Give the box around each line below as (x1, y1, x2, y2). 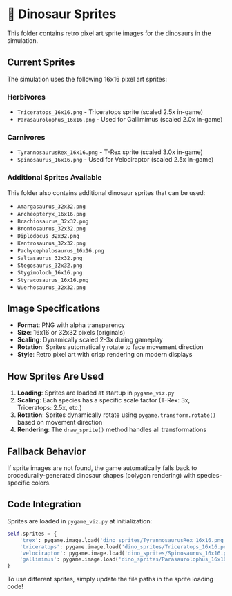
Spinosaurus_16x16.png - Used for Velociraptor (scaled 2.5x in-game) (17, 156, 214, 164)
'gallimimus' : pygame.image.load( (19, 556, 119, 563)
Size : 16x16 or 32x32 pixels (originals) (17, 328, 126, 337)
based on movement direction (17, 418, 103, 427)
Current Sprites (7, 57, 75, 68)
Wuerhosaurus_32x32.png (17, 283, 86, 291)
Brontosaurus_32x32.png (17, 225, 86, 232)
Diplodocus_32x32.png (17, 232, 79, 239)
